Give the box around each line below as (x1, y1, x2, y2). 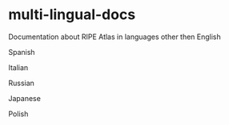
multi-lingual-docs (8, 6, 136, 24)
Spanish (8, 47, 35, 57)
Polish (8, 109, 29, 119)
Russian (8, 78, 34, 88)
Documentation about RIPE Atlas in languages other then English (8, 32, 222, 41)
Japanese (8, 93, 42, 103)
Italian (8, 62, 29, 72)
